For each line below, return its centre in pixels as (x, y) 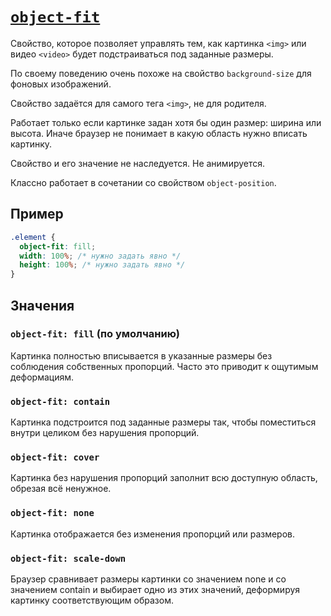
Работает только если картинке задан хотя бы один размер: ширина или (166, 122)
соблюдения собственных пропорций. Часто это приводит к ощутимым (164, 366)
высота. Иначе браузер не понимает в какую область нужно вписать (159, 133)
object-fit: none (52, 513)
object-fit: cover (55, 457)
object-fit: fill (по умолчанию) (95, 334)
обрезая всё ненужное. (61, 489)
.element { (33, 237)
